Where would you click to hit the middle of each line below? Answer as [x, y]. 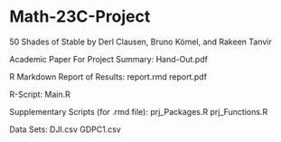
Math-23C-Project [80, 17]
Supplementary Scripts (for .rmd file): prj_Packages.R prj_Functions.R [139, 111]
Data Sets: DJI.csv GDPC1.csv [66, 129]
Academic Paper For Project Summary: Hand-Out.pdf [108, 59]
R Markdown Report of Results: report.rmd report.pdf [108, 76]
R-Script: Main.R [40, 94]
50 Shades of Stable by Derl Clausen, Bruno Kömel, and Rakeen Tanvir [141, 42]
